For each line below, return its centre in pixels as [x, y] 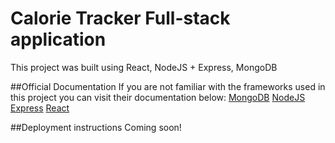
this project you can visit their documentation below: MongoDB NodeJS [158, 97]
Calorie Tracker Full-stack [120, 18]
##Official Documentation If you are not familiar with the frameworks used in [168, 86]
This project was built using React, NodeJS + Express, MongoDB [144, 67]
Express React [40, 108]
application [58, 39]
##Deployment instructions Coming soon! [96, 127]
